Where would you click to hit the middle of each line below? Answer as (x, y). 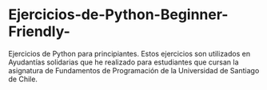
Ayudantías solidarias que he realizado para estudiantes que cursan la (124, 62)
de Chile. (23, 79)
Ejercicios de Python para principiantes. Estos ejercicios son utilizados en (129, 53)
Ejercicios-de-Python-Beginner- (118, 15)
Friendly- (39, 31)
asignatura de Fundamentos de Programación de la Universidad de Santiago (134, 70)
